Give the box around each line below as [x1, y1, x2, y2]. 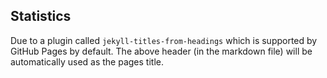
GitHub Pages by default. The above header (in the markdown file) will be [10, 45, 313, 57]
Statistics [10, 8, 72, 25]
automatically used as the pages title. [10, 55, 164, 68]
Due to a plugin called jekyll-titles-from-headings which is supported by [10, 34, 318, 46]
